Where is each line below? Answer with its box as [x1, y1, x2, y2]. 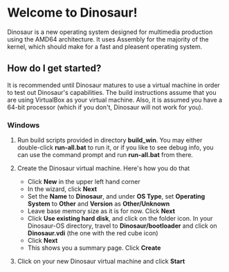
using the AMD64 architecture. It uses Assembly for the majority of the [7, 35, 209, 43]
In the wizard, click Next [27, 185, 98, 193]
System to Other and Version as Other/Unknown [27, 199, 170, 208]
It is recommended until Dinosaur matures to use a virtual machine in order [7, 81, 220, 89]
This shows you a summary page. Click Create [27, 244, 161, 252]
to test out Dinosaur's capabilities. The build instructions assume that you [7, 88, 217, 96]
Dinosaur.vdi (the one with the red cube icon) [27, 229, 158, 237]
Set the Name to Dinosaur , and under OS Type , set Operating [27, 192, 205, 201]
